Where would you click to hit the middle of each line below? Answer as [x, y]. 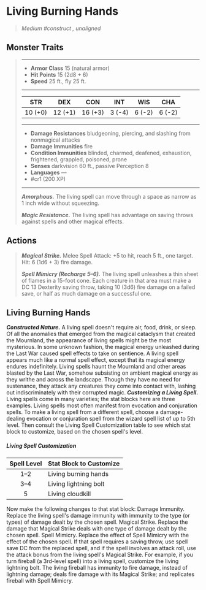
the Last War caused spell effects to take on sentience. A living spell [93, 353]
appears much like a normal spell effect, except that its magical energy [96, 360]
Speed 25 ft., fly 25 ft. [58, 81]
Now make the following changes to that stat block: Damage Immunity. [96, 509]
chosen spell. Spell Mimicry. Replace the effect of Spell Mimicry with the [97, 535]
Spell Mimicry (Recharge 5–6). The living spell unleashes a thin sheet [110, 274]
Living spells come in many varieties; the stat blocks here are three [91, 399]
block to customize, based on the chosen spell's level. [75, 432]
